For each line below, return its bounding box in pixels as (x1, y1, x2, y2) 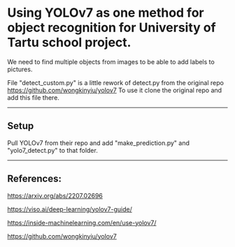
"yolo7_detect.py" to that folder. (7, 146, 98, 154)
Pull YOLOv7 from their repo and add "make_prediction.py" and (7, 138, 190, 147)
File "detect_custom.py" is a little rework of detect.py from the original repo (7, 78, 224, 87)
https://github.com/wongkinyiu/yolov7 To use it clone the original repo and (7, 86, 222, 94)
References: (7, 173, 62, 185)
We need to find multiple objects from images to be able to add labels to (7, 57, 215, 66)
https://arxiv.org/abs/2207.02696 (7, 191, 104, 200)
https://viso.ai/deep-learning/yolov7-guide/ (7, 204, 133, 214)
